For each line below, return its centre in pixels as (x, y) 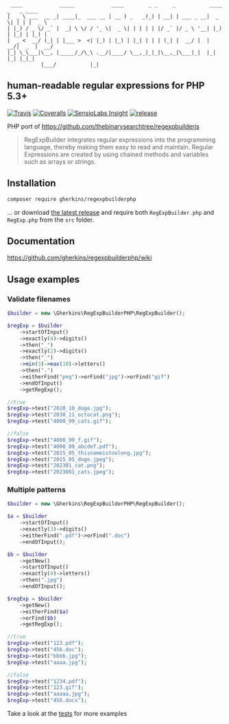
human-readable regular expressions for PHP (106, 86)
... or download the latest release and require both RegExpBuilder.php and (111, 212)
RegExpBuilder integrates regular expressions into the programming (120, 140)
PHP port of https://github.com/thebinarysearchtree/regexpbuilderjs (104, 126)
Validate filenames (39, 299)
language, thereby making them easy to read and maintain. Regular (119, 147)
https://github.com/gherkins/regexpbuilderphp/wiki (80, 258)
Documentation (41, 241)
